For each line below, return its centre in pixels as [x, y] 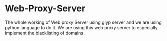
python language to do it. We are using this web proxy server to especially [82, 27]
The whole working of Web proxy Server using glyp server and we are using [84, 22]
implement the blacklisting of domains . [46, 33]
